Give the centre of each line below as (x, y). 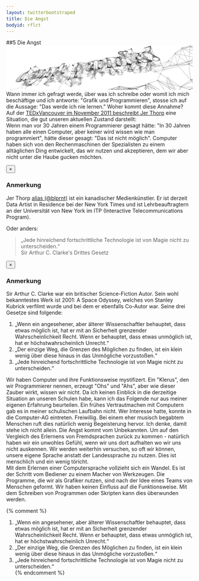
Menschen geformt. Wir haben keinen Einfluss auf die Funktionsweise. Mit (97, 487)
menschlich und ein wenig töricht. (47, 462)
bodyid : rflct (24, 25)
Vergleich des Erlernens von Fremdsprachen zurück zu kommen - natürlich (98, 436)
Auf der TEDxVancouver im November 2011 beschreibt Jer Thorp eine (91, 113)
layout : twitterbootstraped (41, 12)
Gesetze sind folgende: (35, 313)
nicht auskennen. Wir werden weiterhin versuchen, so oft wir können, (91, 449)
